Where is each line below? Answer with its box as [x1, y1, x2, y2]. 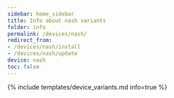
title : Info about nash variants [7, 17, 107, 24]
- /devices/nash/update [7, 50, 78, 58]
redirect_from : [7, 37, 53, 44]
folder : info [7, 23, 46, 31]
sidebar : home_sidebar [7, 10, 75, 18]
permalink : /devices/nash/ [7, 30, 87, 38]
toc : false [7, 63, 40, 70]
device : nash [7, 57, 46, 64]
